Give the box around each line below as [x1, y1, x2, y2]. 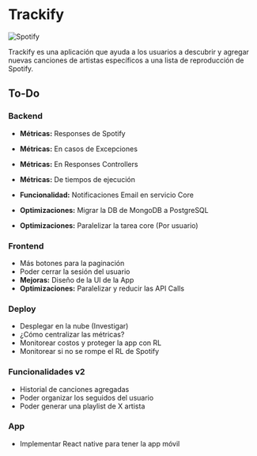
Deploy [8, 303, 36, 314]
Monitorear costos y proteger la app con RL [19, 338, 162, 348]
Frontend [8, 240, 44, 251]
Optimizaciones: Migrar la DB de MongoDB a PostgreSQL [19, 205, 209, 215]
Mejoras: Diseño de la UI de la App [19, 275, 134, 284]
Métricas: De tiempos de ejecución [19, 174, 136, 184]
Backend [8, 111, 43, 122]
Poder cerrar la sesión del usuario [19, 267, 130, 276]
